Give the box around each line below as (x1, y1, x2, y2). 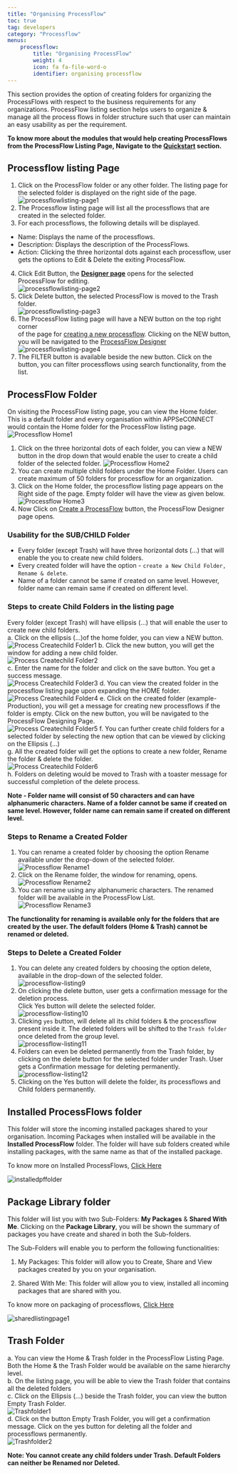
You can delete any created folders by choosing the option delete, (17, 964, 212, 972)
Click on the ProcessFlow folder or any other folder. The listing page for (17, 181, 228, 190)
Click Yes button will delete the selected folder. (17, 1001, 156, 1010)
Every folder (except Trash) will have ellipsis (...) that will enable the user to (7, 618, 228, 626)
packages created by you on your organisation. (17, 1265, 157, 1273)
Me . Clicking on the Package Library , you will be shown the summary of (7, 1222, 220, 1230)
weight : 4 (33, 57, 62, 64)
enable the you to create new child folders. (17, 554, 144, 562)
